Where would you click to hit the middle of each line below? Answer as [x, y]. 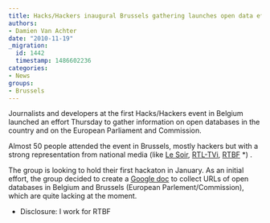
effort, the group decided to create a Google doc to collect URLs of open [129, 179]
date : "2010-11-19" [41, 38]
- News [19, 76]
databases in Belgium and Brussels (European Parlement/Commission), [127, 188]
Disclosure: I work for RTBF [65, 212]
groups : [21, 83]
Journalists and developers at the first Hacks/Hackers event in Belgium [126, 114]
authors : [23, 23]
